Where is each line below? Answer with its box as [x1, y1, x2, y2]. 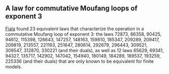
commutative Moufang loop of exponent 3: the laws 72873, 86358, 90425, [5, 31, 162, 37]
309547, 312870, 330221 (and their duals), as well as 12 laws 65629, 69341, [5, 47, 164, 53]
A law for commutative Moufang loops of [5, 4, 137, 13]
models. [5, 63, 22, 69]
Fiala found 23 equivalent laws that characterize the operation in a [5, 26, 144, 32]
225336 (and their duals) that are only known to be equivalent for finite [5, 58, 154, 64]
